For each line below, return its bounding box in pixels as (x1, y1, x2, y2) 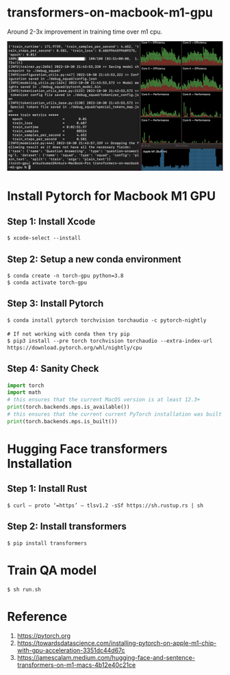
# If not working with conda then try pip (7, 331, 130, 337)
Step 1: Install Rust (7, 483, 88, 495)
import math (7, 389, 41, 396)
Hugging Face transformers (7, 441, 168, 457)
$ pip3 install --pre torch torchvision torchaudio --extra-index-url (7, 337, 213, 344)
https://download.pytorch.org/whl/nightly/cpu (7, 344, 142, 351)
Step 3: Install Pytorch (7, 298, 104, 309)
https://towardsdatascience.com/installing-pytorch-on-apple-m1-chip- (16, 639, 217, 647)
